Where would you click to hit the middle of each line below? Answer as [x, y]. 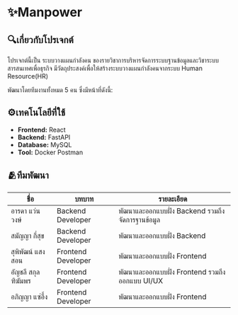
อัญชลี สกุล [25, 272]
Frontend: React [41, 130]
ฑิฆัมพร [21, 280]
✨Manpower [45, 12]
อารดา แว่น [25, 211]
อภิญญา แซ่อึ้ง [29, 297]
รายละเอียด [173, 199]
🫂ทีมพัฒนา [28, 175]
